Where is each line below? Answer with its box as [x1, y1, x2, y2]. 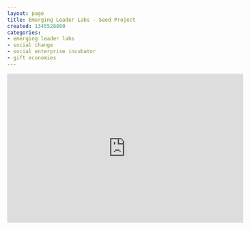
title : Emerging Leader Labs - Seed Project [7, 16, 136, 23]
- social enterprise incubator [7, 48, 96, 55]
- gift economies [7, 55, 57, 61]
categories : [7, 29, 41, 36]
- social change [7, 42, 53, 48]
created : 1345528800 [7, 23, 66, 29]
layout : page [7, 10, 44, 17]
